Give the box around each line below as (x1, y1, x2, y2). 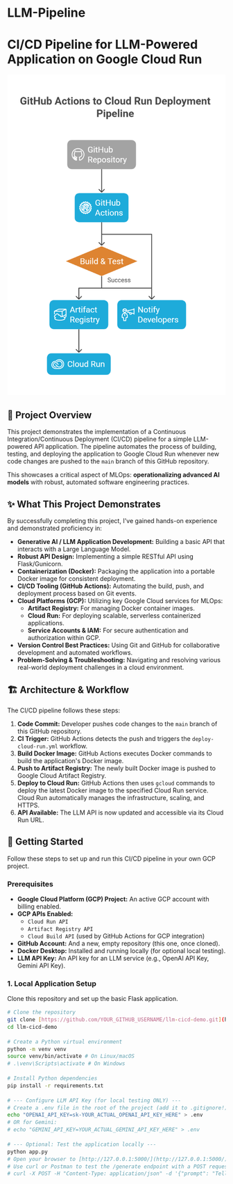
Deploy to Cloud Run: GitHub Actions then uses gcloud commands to (17, 778, 215, 787)
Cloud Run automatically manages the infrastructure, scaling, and (17, 793, 205, 801)
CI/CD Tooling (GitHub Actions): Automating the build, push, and (17, 582, 205, 591)
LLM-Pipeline (7, 5, 86, 21)
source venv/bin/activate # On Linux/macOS (7, 1053, 135, 1060)
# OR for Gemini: (7, 1119, 58, 1126)
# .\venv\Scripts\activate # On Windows (7, 1060, 126, 1067)
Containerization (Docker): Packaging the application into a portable (17, 567, 215, 575)
